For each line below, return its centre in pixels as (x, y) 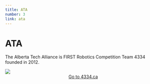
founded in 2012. (22, 62)
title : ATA (16, 10)
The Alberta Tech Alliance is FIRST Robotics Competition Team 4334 (75, 57)
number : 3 (15, 14)
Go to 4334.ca (83, 77)
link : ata (15, 19)
